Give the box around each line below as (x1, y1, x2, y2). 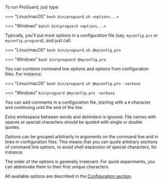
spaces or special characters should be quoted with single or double (5, 119, 143, 125)
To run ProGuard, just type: (5, 4, 59, 10)
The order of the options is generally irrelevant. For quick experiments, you (5, 159, 155, 165)
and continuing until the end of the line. (5, 105, 84, 110)
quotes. (5, 124, 20, 130)
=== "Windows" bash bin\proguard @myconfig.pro (5, 56, 106, 62)
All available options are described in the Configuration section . (5, 173, 132, 179)
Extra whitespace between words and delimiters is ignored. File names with (5, 114, 157, 120)
